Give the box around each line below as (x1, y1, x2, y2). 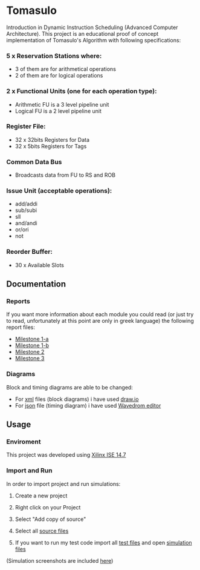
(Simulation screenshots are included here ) (6, 557, 114, 564)
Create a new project (15, 492, 68, 499)
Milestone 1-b (15, 342, 50, 349)
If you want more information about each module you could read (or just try (6, 311, 194, 318)
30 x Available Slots (15, 261, 65, 268)
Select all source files (15, 527, 69, 534)
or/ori (15, 226, 29, 233)
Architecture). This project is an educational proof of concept (6, 30, 159, 37)
